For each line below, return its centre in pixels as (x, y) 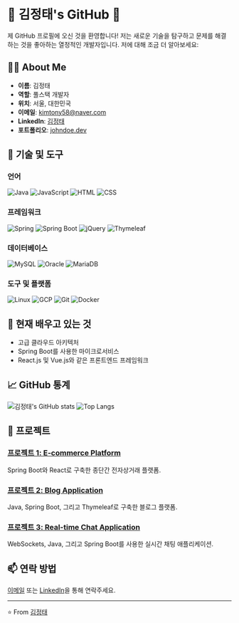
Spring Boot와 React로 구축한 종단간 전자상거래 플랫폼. (84, 470)
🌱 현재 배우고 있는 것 (49, 324)
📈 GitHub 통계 (39, 385)
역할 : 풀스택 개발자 (43, 94)
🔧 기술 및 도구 (36, 155)
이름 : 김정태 (34, 85)
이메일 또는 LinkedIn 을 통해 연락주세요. (62, 590)
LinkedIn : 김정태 (41, 121)
